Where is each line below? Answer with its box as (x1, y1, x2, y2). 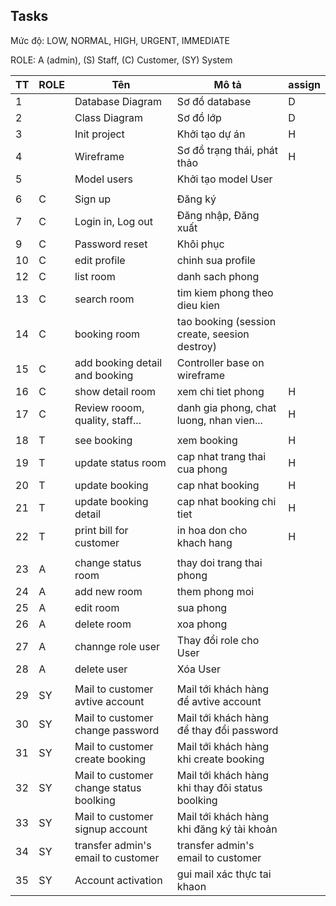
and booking (74, 368, 134, 382)
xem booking (176, 433, 238, 447)
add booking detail (74, 355, 163, 369)
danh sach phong (176, 269, 260, 283)
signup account (74, 822, 148, 836)
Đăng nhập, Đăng (176, 208, 260, 222)
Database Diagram (74, 94, 163, 108)
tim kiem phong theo (176, 285, 274, 299)
